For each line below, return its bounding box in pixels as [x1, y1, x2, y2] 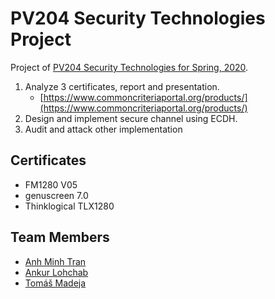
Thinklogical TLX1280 [24, 200, 115, 212]
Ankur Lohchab [24, 266, 89, 278]
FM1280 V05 [24, 178, 78, 191]
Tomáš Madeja [24, 277, 87, 289]
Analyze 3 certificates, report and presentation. [24, 80, 220, 92]
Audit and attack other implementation [24, 123, 183, 135]
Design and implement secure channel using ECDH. [24, 112, 238, 124]
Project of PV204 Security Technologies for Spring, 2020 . [10, 61, 249, 73]
